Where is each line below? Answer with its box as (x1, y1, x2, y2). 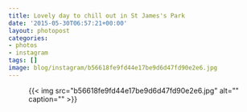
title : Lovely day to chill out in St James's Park (8, 11, 185, 20)
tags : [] (8, 57, 38, 65)
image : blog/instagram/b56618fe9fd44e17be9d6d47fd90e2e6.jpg (8, 64, 218, 72)
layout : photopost (8, 26, 70, 34)
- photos (8, 42, 38, 50)
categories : (8, 34, 48, 42)
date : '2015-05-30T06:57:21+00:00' (8, 19, 128, 27)
